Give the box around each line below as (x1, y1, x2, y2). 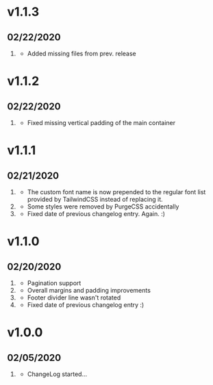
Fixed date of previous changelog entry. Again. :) (27, 210, 166, 217)
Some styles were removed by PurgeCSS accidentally (27, 202, 179, 211)
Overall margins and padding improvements (27, 287, 151, 294)
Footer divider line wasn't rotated (27, 293, 121, 302)
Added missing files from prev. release (27, 49, 136, 57)
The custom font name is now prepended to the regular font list (27, 188, 206, 196)
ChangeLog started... (27, 370, 88, 378)
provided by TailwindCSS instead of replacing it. (27, 196, 163, 203)
